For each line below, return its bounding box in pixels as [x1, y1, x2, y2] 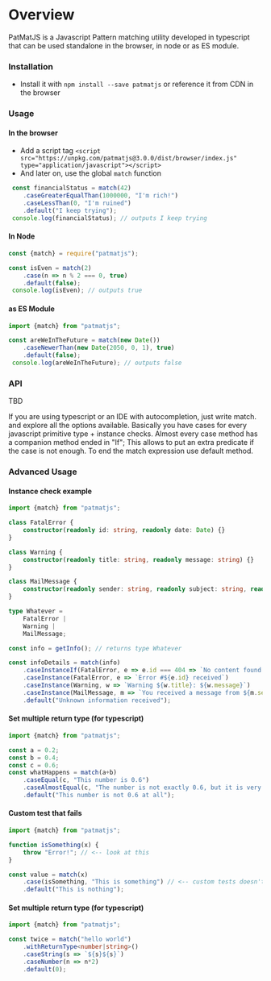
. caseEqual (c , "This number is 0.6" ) [23, 776, 150, 784]
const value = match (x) [8, 871, 89, 879]
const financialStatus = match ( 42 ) [11, 184, 131, 193]
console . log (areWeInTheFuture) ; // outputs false [11, 359, 182, 368]
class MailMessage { [8, 578, 78, 586]
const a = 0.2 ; [8, 746, 60, 754]
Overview [8, 6, 75, 24]
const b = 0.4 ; [8, 754, 60, 762]
